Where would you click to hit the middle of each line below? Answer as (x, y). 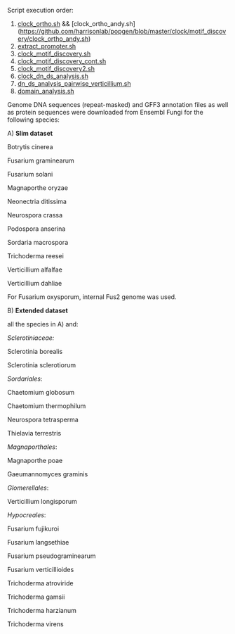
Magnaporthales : (32, 447)
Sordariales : (25, 379)
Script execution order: (40, 10)
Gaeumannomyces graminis (48, 474)
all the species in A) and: (43, 324)
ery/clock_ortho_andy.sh (53, 39)
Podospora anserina (36, 229)
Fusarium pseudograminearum (52, 556)
